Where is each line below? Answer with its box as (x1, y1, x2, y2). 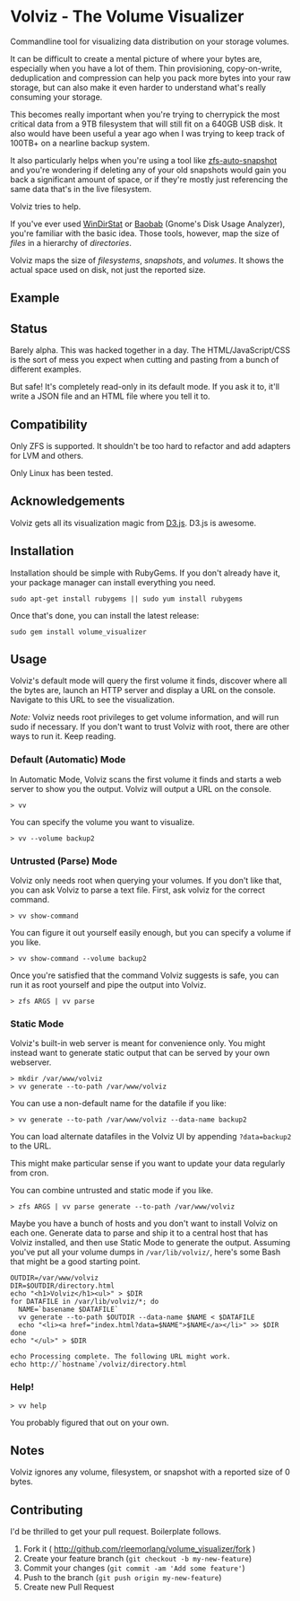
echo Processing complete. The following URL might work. (10, 1352, 231, 1361)
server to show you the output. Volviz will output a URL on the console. (10, 783, 272, 794)
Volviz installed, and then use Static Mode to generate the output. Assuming (10, 1237, 291, 1248)
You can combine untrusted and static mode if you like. (10, 1185, 214, 1196)
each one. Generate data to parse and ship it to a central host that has (10, 1227, 269, 1238)
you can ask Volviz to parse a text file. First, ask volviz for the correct (10, 884, 265, 895)
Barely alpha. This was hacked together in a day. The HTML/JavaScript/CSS (10, 345, 291, 356)
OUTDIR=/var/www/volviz (10, 1273, 99, 1283)
